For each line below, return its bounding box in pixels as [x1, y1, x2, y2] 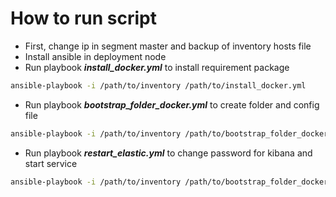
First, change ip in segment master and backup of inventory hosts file [24, 40, 312, 52]
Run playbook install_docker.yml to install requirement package [24, 61, 290, 73]
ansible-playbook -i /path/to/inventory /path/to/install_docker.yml [10, 80, 307, 91]
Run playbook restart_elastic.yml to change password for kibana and [24, 147, 313, 159]
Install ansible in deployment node [24, 50, 167, 62]
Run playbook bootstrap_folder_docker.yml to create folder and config [24, 98, 320, 111]
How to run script [10, 7, 157, 30]
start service [24, 157, 78, 169]
